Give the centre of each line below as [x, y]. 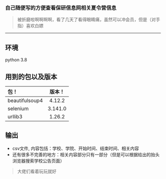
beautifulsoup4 [25, 100]
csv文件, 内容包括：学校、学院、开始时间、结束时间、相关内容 [76, 148]
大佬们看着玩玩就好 [37, 171]
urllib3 [15, 117]
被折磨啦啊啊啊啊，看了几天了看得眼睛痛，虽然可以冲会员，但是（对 [86, 20]
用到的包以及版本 [31, 77]
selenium [18, 109]
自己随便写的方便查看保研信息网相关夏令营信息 [61, 7]
